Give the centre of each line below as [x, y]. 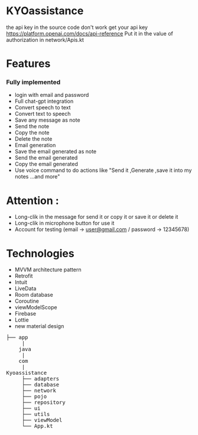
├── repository [44, 402]
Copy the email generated [46, 164]
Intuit [21, 283]
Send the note [32, 126]
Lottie [22, 320]
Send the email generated [46, 158]
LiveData [25, 288]
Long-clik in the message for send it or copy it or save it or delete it [96, 217]
